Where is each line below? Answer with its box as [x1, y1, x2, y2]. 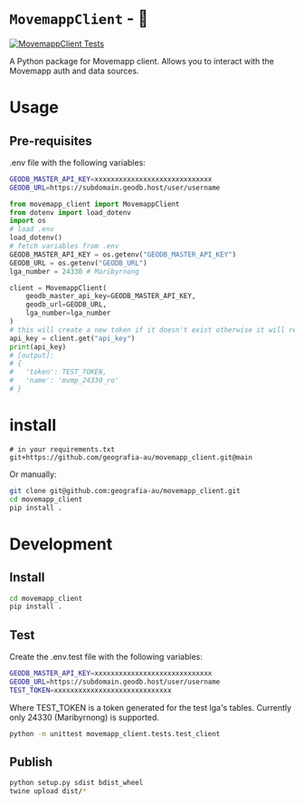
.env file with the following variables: [9, 157, 147, 168]
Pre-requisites [9, 133, 92, 149]
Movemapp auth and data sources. [9, 65, 139, 76]
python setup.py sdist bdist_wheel [9, 779, 144, 788]
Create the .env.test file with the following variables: [9, 652, 204, 663]
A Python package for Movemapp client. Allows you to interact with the [9, 55, 274, 66]
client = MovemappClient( [9, 283, 107, 293]
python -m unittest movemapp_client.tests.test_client [9, 729, 221, 738]
